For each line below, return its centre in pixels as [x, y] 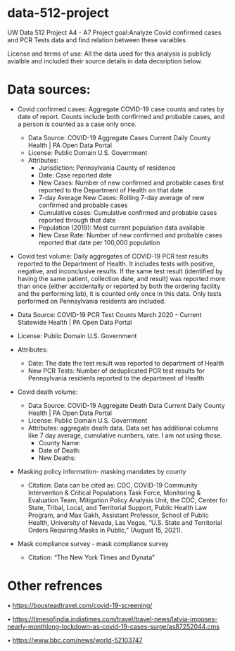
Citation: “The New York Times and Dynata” [91, 557]
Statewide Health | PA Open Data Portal [75, 322]
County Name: [59, 442]
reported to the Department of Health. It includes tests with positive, [116, 263]
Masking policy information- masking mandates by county [102, 471]
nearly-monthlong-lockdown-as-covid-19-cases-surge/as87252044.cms [114, 626]
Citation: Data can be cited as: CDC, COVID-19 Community [113, 485]
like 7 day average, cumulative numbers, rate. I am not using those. [125, 435]
